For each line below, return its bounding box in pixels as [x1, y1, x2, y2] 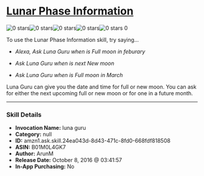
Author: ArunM [15, 150, 53, 157]
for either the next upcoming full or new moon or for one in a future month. [6, 89, 193, 96]
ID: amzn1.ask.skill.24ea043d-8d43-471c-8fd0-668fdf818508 [15, 137, 171, 144]
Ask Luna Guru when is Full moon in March [15, 71, 123, 78]
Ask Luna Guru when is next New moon [15, 59, 114, 67]
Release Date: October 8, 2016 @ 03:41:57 [15, 157, 123, 164]
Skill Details [6, 110, 42, 119]
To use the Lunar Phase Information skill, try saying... [6, 36, 139, 43]
